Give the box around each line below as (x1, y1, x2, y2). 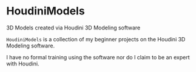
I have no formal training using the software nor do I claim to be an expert (6, 53, 190, 61)
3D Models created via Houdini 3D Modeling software (6, 24, 141, 31)
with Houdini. (6, 60, 39, 67)
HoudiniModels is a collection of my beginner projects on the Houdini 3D (6, 35, 186, 43)
